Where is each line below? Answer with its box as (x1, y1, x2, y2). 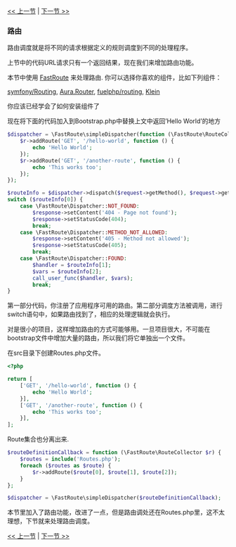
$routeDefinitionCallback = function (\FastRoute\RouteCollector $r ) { (7, 449, 221, 456)
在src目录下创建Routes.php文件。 (7, 348, 105, 358)
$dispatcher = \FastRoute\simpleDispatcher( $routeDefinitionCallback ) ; (7, 494, 221, 502)
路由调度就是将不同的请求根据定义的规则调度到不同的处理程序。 (7, 44, 192, 52)
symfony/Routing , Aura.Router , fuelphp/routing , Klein (7, 87, 160, 96)
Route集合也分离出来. (7, 435, 70, 444)
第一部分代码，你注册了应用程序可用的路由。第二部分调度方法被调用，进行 (7, 301, 223, 310)
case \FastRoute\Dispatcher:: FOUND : (20, 255, 128, 263)
